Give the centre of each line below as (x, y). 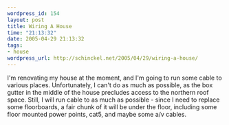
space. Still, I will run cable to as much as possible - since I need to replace (113, 100)
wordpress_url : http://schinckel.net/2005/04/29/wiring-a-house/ (102, 58)
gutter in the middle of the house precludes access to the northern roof (108, 92)
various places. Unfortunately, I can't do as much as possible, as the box (110, 85)
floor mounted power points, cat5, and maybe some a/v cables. (97, 114)
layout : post (26, 20)
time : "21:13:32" (32, 33)
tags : (15, 45)
